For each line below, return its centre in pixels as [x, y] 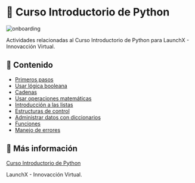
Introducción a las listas [44, 105]
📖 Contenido [30, 65]
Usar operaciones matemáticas [53, 98]
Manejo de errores [38, 130]
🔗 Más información [42, 149]
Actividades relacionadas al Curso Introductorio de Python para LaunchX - [98, 40]
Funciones [27, 124]
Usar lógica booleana [41, 86]
